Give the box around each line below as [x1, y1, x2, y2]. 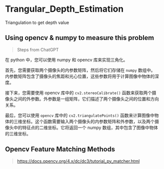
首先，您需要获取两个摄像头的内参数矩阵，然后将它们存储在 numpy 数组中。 [5, 67, 155, 73]
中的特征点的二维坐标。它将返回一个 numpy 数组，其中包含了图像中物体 [13, 125, 158, 130]
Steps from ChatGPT [17, 46, 59, 52]
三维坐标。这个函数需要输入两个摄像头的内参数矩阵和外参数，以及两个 [13, 118, 155, 124]
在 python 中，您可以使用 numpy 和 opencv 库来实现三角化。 [5, 57, 128, 63]
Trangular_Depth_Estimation [5, 3, 123, 15]
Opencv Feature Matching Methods [5, 145, 115, 153]
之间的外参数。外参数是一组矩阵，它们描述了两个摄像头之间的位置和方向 [13, 96, 159, 102]
